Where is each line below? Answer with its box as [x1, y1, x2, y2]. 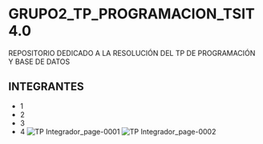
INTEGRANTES [8, 80, 84, 94]
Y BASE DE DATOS [8, 57, 71, 66]
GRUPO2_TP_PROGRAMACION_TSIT [8, 5, 255, 23]
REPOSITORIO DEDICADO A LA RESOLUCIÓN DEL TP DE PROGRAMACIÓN [8, 48, 256, 58]
